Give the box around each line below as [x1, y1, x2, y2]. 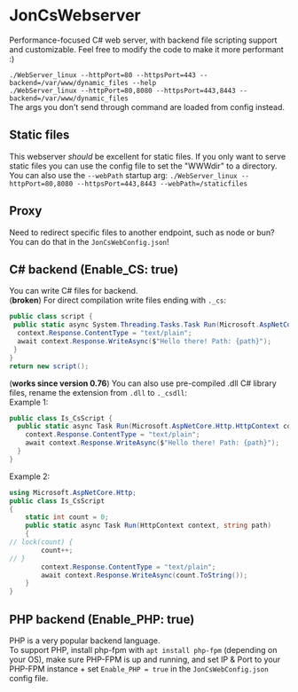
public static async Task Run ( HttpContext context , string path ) [25, 521, 272, 531]
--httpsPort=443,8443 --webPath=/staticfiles [76, 179, 248, 188]
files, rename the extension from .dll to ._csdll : [9, 387, 188, 397]
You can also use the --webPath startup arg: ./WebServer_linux [9, 169, 238, 180]
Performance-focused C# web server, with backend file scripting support [9, 35, 278, 45]
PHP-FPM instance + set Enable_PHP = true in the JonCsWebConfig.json [9, 663, 269, 674]
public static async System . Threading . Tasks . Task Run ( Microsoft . [12, 320, 260, 329]
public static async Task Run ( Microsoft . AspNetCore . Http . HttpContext [17, 422, 279, 431]
